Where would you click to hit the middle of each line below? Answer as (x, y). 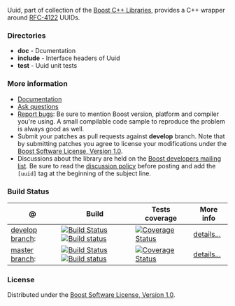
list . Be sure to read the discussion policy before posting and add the (116, 166)
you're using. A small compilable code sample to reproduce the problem (121, 121)
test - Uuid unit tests (47, 66)
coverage (161, 218)
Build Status (28, 191)
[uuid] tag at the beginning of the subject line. (84, 173)
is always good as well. (51, 129)
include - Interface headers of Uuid (69, 58)
